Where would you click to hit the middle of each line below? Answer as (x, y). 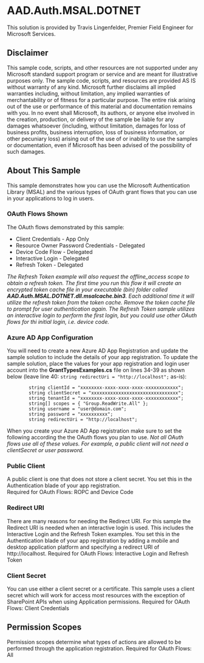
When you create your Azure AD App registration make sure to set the (94, 431)
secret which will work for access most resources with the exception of (96, 596)
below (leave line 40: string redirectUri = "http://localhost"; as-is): (97, 377)
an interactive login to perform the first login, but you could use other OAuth (102, 315)
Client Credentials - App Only (53, 239)
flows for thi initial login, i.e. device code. (58, 321)
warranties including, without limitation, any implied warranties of (88, 93)
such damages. (26, 151)
